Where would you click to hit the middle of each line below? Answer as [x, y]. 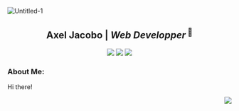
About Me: [26, 71]
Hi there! [20, 87]
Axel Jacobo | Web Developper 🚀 [119, 34]
